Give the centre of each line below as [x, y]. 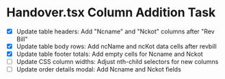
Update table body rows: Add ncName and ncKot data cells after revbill [116, 46]
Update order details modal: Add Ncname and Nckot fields [99, 69]
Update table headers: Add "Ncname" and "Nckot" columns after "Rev [115, 31]
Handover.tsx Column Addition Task [111, 13]
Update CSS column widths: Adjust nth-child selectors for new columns [117, 62]
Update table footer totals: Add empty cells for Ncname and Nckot [109, 54]
